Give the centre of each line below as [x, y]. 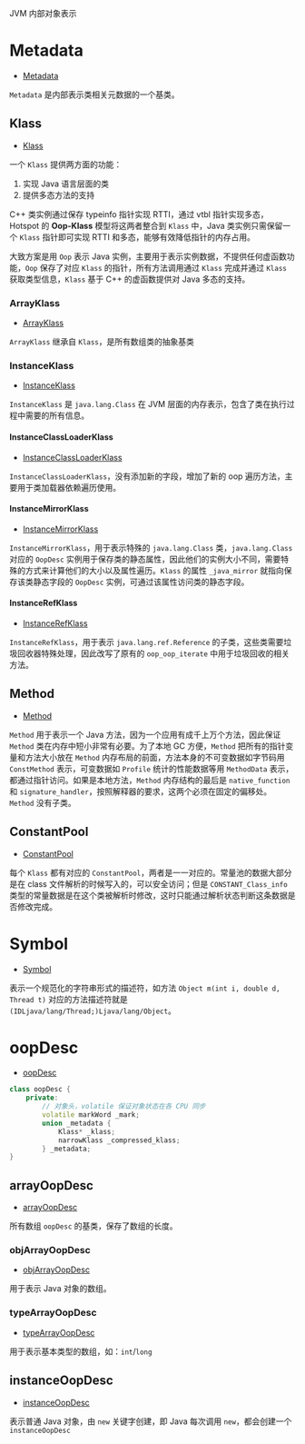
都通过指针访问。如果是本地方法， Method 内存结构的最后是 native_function [150, 780]
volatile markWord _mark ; [91, 1115]
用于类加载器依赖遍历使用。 [69, 487]
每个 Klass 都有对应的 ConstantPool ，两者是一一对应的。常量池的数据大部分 [151, 872]
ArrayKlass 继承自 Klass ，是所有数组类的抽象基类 [102, 342]
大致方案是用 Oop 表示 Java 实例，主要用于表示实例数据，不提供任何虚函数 [148, 256]
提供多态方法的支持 [59, 194]
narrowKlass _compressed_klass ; [119, 1140]
